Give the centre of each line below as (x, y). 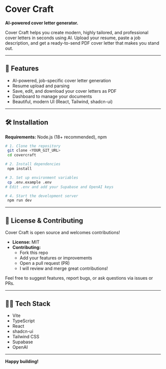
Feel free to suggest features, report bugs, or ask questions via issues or (79, 278)
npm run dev (20, 200)
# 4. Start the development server (42, 196)
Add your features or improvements (56, 258)
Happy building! (22, 361)
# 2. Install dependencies (33, 164)
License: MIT (26, 242)
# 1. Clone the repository (33, 146)
